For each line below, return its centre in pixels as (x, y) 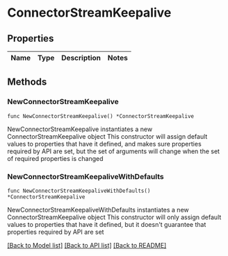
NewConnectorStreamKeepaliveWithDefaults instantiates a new (98, 210)
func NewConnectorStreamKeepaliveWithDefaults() (79, 191)
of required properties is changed (55, 158)
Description (81, 58)
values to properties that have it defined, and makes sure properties (104, 144)
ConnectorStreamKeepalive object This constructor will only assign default (114, 217)
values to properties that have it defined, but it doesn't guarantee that (107, 224)
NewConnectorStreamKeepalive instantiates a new (80, 129)
